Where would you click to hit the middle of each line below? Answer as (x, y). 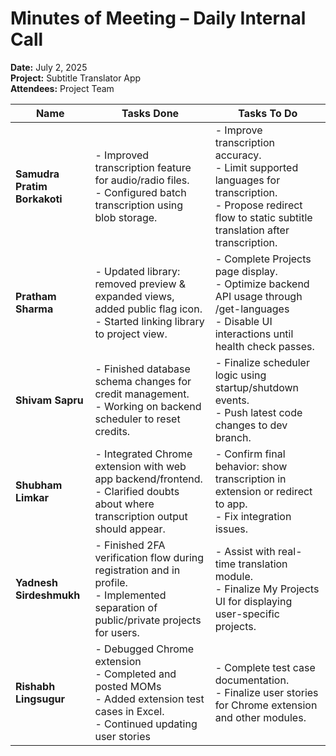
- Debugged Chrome (144, 649)
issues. (231, 529)
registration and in (137, 570)
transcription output (141, 516)
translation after (252, 230)
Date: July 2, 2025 (49, 67)
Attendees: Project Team (62, 88)
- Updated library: (137, 271)
